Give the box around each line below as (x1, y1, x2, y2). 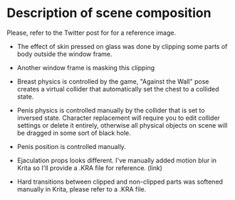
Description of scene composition (6, 5, 211, 21)
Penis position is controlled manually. (16, 142, 126, 150)
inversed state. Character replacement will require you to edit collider (16, 113, 220, 122)
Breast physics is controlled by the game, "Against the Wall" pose (16, 77, 209, 86)
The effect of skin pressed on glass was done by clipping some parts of (16, 42, 228, 50)
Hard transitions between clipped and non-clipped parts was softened (16, 177, 224, 186)
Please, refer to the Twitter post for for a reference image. (6, 28, 176, 37)
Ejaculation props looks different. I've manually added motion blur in (16, 156, 217, 165)
